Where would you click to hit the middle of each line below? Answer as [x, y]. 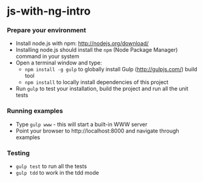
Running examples [35, 111]
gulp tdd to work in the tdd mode [57, 173]
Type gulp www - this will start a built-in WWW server [81, 124]
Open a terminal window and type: [59, 63]
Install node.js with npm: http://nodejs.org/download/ [82, 43]
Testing [18, 153]
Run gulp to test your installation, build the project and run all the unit [102, 89]
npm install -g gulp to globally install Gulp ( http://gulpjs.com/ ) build [111, 69]
